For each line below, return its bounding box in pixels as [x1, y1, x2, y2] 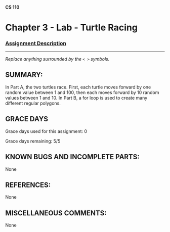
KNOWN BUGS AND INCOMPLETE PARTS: [5, 153, 140, 161]
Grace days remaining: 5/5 [5, 138, 61, 144]
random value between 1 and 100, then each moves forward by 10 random [5, 89, 159, 96]
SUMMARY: [5, 71, 43, 79]
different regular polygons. [5, 100, 61, 106]
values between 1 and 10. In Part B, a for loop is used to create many [5, 95, 148, 101]
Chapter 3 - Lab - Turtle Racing [5, 22, 138, 33]
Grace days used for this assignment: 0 [5, 128, 88, 134]
